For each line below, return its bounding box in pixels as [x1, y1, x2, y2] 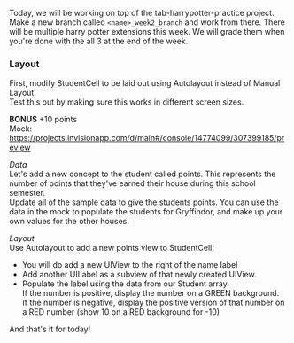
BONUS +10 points [9, 114, 78, 125]
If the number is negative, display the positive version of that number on [21, 297, 285, 308]
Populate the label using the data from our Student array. [21, 278, 230, 289]
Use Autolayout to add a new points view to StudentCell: [9, 243, 214, 253]
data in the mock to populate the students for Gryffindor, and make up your [9, 207, 283, 217]
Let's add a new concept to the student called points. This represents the [9, 168, 276, 180]
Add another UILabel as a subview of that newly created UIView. [21, 269, 257, 280]
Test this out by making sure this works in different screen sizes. [9, 97, 244, 107]
